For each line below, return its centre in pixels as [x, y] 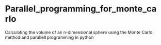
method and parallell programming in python [49, 37]
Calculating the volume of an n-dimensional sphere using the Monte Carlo [79, 32]
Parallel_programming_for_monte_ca [81, 9]
